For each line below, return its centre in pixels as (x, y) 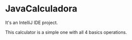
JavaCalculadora (41, 9)
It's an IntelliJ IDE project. (32, 22)
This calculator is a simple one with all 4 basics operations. (66, 32)
